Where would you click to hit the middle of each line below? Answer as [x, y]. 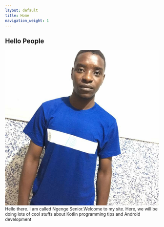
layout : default [21, 10]
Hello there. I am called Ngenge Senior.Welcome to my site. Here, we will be [81, 209]
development [18, 219]
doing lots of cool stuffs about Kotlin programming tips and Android [73, 214]
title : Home [17, 15]
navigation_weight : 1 [27, 21]
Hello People [25, 41]
